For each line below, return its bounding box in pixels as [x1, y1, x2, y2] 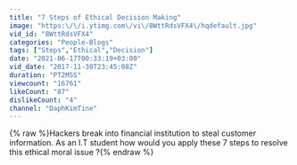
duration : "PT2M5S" [9, 71, 82, 80]
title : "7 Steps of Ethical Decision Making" [9, 12, 181, 22]
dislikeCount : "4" [9, 95, 78, 105]
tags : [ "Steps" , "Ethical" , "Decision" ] [9, 46, 153, 55]
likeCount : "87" [9, 87, 70, 96]
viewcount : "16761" [9, 79, 82, 88]
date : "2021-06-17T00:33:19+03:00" [9, 54, 142, 63]
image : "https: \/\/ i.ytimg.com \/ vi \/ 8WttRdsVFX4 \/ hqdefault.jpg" [9, 21, 257, 30]
